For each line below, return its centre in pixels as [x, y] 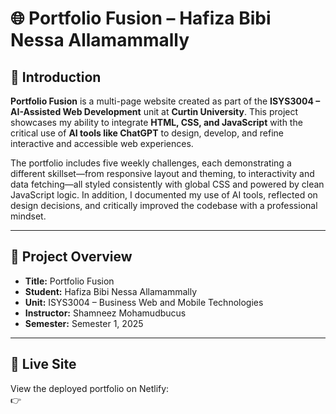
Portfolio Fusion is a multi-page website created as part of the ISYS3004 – [165, 101]
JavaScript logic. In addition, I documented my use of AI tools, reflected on [164, 195]
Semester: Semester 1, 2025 [84, 323]
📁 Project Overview [71, 257]
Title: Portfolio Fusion [69, 281]
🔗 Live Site [43, 364]
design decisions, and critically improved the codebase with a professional [164, 205]
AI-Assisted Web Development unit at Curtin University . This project [154, 111]
